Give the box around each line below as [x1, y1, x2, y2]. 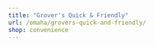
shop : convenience [8, 26, 69, 34]
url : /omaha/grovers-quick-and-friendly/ [8, 19, 147, 27]
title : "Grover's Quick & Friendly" [8, 11, 129, 19]
